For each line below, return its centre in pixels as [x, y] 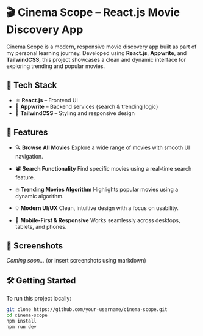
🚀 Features [27, 133]
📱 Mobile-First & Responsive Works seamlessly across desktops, [98, 220]
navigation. [29, 156]
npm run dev [21, 327]
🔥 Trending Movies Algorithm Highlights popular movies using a [97, 189]
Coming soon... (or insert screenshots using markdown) [76, 261]
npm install [21, 321]
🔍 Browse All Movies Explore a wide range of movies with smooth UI [102, 147]
